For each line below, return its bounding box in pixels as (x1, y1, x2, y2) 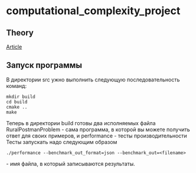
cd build (6, 99, 28, 105)
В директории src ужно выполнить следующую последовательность (6, 76, 180, 83)
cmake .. (6, 104, 28, 110)
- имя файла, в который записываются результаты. (6, 160, 136, 167)
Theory (6, 28, 34, 38)
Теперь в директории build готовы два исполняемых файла (6, 119, 156, 126)
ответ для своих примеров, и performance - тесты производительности (6, 132, 187, 139)
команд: (6, 82, 27, 89)
